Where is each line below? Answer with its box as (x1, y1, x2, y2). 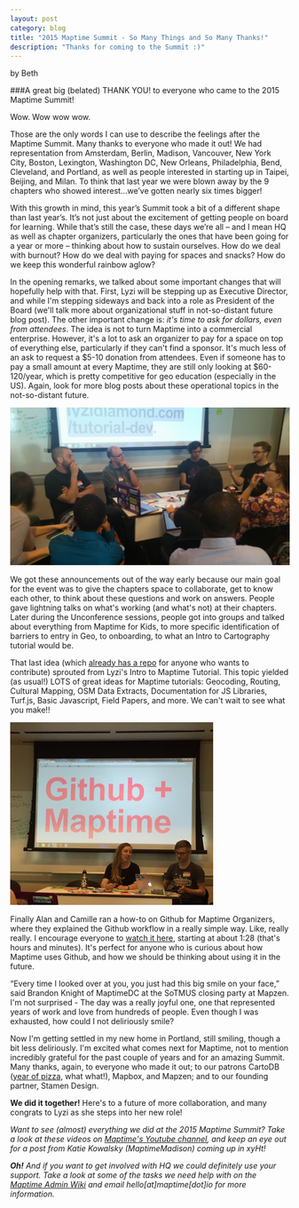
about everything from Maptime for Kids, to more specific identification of (10, 621, 280, 632)
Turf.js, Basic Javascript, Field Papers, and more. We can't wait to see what (10, 695, 286, 705)
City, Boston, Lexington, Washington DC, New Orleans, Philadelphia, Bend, (10, 157, 283, 168)
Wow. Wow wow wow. (10, 112, 91, 123)
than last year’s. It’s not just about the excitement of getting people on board (10, 212, 289, 223)
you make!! (10, 704, 51, 715)
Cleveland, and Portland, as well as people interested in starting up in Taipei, (10, 167, 289, 178)
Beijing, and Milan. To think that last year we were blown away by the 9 (10, 176, 270, 187)
